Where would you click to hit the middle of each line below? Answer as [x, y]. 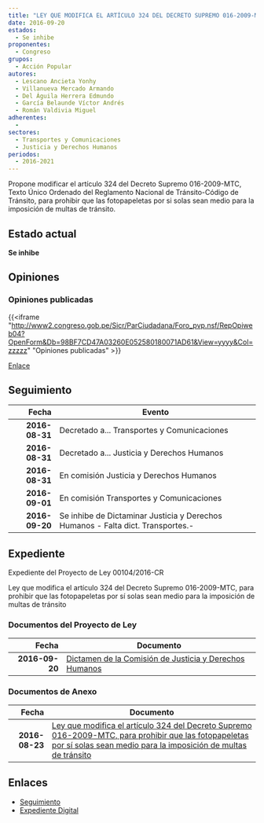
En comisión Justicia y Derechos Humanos [138, 476]
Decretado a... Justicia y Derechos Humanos [141, 453]
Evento [156, 412]
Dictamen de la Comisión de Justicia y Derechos [156, 659]
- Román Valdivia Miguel [56, 111]
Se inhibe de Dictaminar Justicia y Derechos [141, 516]
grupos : [21, 60]
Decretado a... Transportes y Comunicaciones [144, 431]
